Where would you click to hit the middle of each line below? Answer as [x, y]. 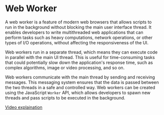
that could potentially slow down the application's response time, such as [79, 62]
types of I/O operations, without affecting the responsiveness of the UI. [77, 42]
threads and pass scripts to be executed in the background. [65, 97]
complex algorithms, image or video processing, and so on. [65, 67]
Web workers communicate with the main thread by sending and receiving [80, 77]
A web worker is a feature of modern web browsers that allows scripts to [78, 22]
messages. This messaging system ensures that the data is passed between [82, 82]
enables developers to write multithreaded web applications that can [74, 32]
